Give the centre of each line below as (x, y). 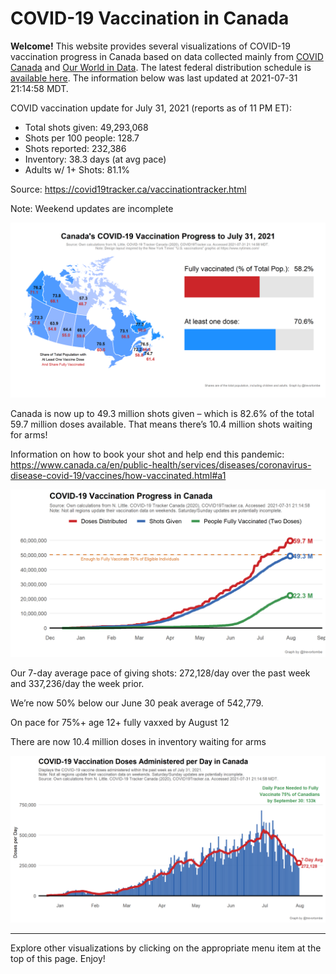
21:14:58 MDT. (39, 88)
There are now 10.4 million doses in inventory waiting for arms (138, 742)
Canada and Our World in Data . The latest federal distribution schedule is (161, 67)
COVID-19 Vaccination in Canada (150, 18)
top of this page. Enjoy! (58, 958)
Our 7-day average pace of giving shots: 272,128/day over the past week (160, 673)
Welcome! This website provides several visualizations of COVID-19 (150, 46)
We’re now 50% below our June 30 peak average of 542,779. (137, 703)
